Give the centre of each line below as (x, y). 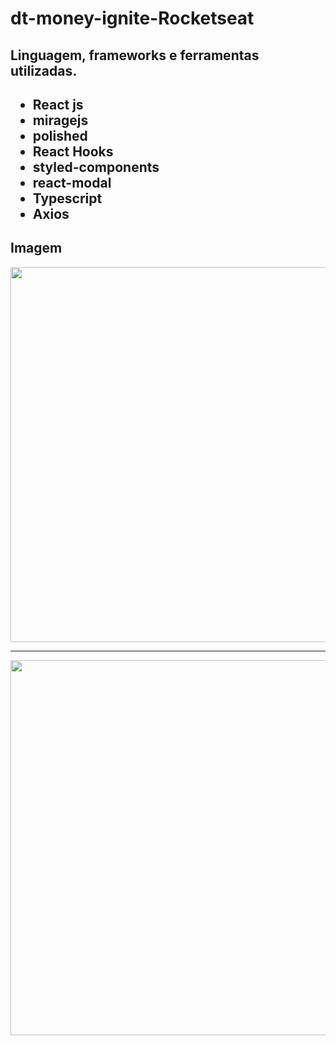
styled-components (96, 167)
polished (60, 135)
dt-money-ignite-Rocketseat (132, 18)
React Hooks (73, 151)
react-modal (72, 182)
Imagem (36, 248)
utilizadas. (44, 70)
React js (58, 104)
